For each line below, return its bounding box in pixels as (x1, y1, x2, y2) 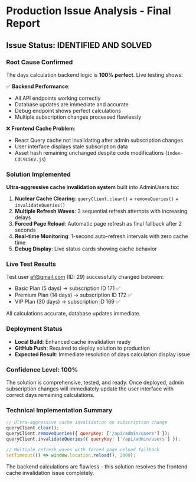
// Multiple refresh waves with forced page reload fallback (6, 447, 160, 452)
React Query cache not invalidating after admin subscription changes (14, 136, 184, 144)
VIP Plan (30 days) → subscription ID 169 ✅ (14, 298, 121, 305)
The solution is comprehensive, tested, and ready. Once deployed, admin (6, 379, 184, 386)
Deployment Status (6, 325, 63, 333)
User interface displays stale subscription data (14, 143, 128, 150)
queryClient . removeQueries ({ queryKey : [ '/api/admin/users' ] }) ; (6, 431, 170, 437)
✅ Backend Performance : (6, 83, 70, 90)
